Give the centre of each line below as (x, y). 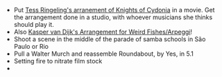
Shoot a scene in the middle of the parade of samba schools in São (110, 39)
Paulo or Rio (31, 46)
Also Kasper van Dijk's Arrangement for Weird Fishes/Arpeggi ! (103, 32)
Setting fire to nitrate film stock (58, 61)
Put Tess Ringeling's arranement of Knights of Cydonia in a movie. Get (114, 10)
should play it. (34, 24)
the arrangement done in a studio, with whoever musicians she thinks (113, 17)
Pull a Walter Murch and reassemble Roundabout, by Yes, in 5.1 (104, 54)
